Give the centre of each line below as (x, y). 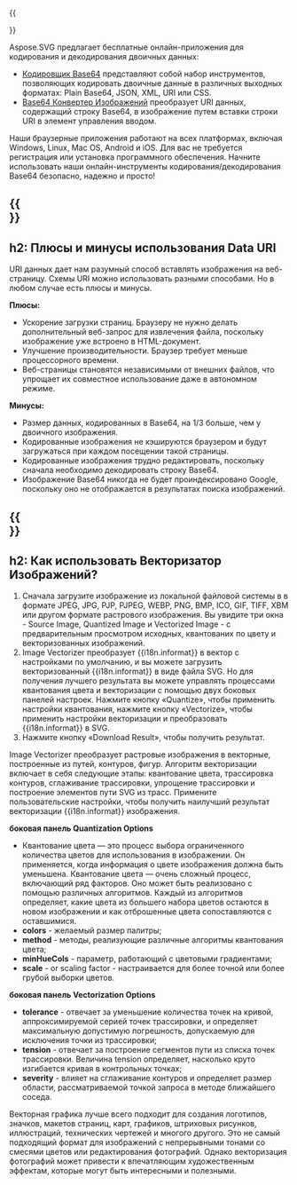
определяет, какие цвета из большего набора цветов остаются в (145, 902)
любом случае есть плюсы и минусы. (81, 288)
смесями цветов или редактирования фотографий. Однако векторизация (148, 1152)
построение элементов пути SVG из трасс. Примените (113, 793)
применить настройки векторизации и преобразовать (125, 719)
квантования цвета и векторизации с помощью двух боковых (139, 691)
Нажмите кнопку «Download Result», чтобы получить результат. (143, 738)
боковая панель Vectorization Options (82, 995)
